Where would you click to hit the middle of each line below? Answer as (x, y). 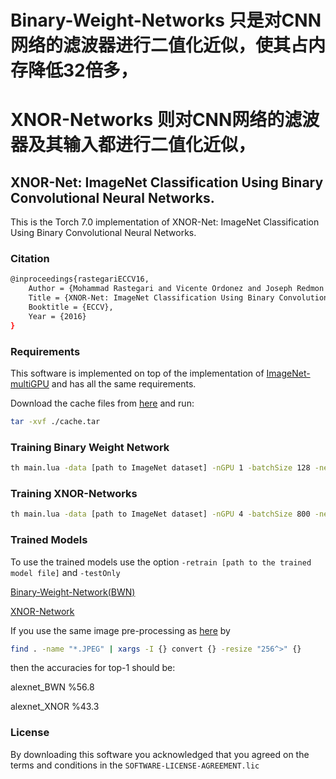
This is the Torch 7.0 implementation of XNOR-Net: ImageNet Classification (165, 222)
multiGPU (30, 384)
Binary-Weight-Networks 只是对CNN (166, 20)
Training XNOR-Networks (74, 493)
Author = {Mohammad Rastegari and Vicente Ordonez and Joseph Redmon (176, 289)
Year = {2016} (57, 316)
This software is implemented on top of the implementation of (137, 373)
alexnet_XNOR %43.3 (55, 707)
